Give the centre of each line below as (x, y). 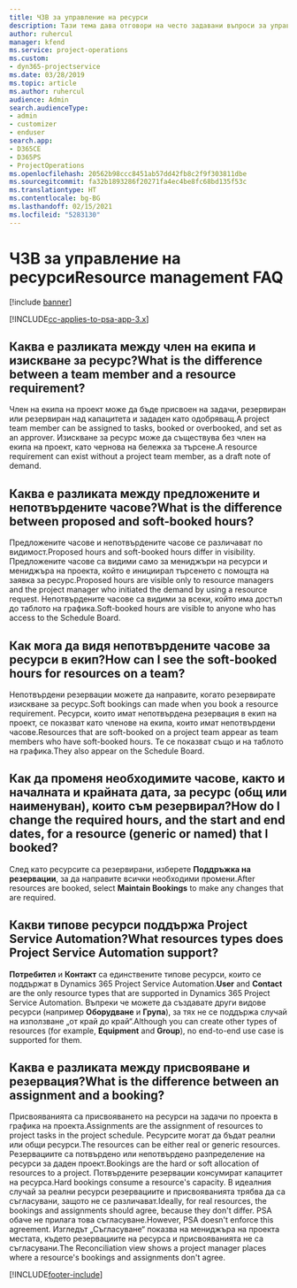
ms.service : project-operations (69, 50)
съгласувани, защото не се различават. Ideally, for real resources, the (138, 1201)
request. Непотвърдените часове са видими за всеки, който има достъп (146, 599)
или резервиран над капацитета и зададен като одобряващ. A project (139, 419)
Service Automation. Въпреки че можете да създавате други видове (138, 1002)
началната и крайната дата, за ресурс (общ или (148, 793)
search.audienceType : (49, 108)
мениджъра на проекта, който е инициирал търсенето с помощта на (139, 571)
